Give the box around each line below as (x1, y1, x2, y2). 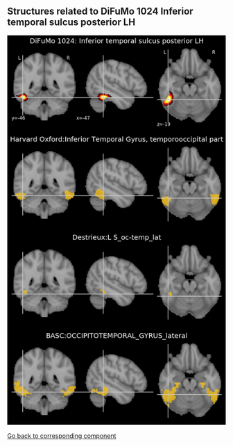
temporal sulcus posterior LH (7, 17, 136, 29)
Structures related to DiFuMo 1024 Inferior (7, 6, 193, 17)
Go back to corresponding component (7, 432, 116, 440)
